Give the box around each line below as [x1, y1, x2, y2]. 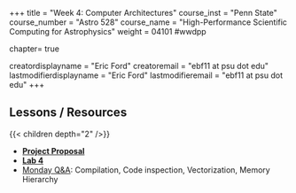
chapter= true [9, 43, 60, 54]
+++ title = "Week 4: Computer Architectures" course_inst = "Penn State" [9, 8, 277, 18]
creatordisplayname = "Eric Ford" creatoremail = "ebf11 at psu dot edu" [9, 61, 269, 71]
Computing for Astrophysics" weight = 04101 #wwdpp [9, 27, 206, 36]
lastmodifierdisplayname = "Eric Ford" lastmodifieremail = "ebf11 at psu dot [9, 70, 284, 81]
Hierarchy [21, 174, 58, 184]
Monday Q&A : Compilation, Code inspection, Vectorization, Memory [21, 164, 270, 175]
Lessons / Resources [9, 105, 128, 120]
